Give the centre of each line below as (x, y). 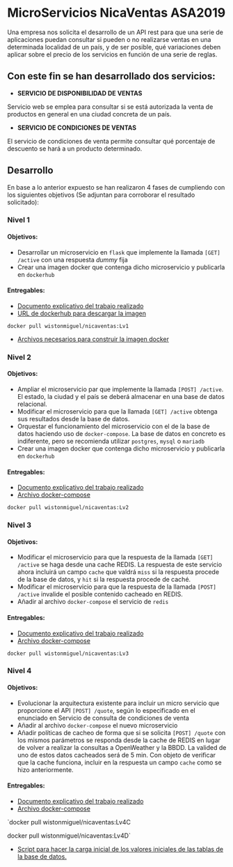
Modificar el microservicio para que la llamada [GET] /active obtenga (117, 412)
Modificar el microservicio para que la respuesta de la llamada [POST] (117, 587)
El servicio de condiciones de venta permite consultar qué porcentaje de (111, 141)
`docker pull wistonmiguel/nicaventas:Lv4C (69, 822)
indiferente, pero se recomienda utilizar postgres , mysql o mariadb (111, 442)
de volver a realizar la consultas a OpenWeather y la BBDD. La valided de (122, 747)
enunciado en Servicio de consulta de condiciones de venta (103, 718)
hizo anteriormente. (46, 769)
